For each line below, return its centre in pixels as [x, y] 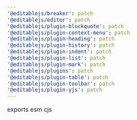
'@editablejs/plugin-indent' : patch [59, 52]
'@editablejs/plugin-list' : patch [57, 58]
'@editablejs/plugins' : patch [50, 71]
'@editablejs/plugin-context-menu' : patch [68, 33]
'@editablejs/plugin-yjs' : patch [55, 90]
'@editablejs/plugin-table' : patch [58, 77]
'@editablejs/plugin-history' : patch [61, 45]
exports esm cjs [30, 110]
